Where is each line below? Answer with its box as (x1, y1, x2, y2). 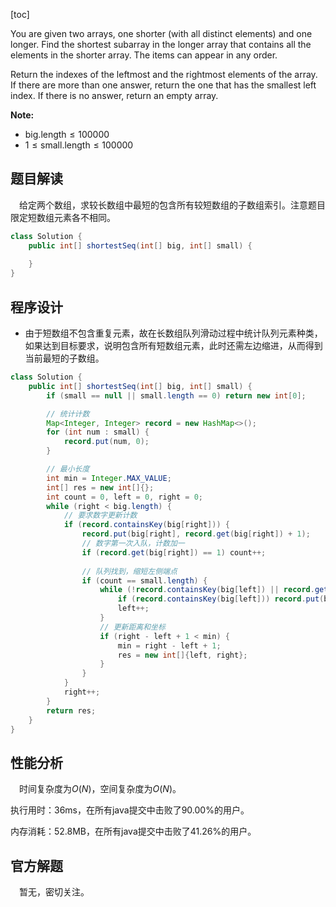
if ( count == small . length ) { (81, 575, 208, 586)
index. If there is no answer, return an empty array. (10, 90, 219, 101)
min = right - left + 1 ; (117, 640, 222, 651)
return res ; (46, 705, 97, 716)
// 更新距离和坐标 (99, 622, 166, 632)
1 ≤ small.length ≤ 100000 (24, 139, 134, 151)
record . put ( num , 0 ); (63, 437, 150, 447)
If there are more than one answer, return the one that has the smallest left (10, 79, 317, 91)
